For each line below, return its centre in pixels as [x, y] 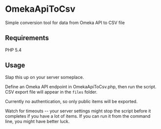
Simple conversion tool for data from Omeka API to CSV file [65, 23]
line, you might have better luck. [37, 121]
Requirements [27, 38]
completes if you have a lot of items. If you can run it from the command [78, 116]
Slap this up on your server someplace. [45, 77]
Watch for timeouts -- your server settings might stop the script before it [78, 111]
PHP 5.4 [13, 50]
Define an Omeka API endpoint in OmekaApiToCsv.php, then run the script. [81, 86]
